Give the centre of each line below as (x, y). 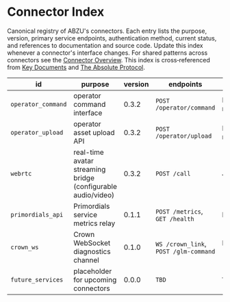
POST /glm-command (185, 251)
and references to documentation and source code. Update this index (105, 45)
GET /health (175, 219)
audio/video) (94, 194)
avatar (83, 160)
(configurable (95, 186)
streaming (89, 169)
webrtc (21, 173)
